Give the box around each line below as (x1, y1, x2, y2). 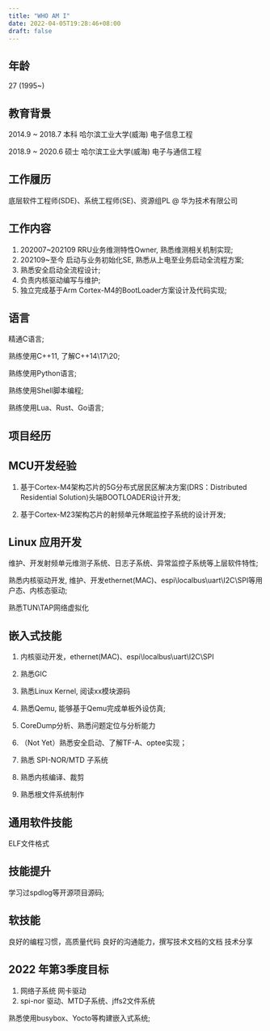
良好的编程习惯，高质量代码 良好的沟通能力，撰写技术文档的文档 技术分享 (8, 936, 253, 946)
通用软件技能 (8, 816, 73, 829)
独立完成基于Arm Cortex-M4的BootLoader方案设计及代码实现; (19, 285, 228, 295)
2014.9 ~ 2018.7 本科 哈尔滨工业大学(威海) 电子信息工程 (8, 130, 193, 138)
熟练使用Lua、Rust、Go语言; (8, 403, 104, 413)
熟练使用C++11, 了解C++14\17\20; (8, 351, 120, 361)
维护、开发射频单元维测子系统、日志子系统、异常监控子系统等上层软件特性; (8, 558, 259, 568)
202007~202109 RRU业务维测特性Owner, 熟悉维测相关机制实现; (19, 245, 234, 254)
